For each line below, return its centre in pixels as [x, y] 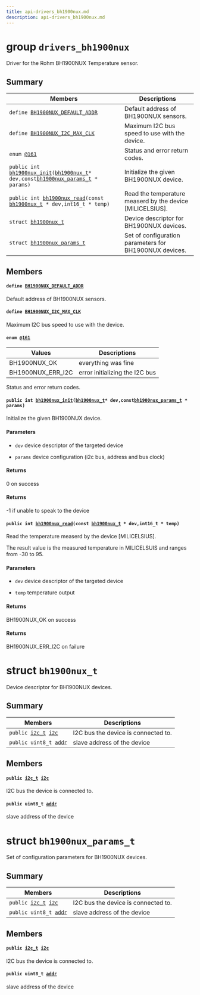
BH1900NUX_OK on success [41, 619]
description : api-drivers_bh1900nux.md [56, 17]
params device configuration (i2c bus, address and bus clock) [90, 457]
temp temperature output [45, 593]
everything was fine [106, 363]
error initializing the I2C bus [117, 373]
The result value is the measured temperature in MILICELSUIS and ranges [96, 548]
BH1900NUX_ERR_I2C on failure [46, 646]
